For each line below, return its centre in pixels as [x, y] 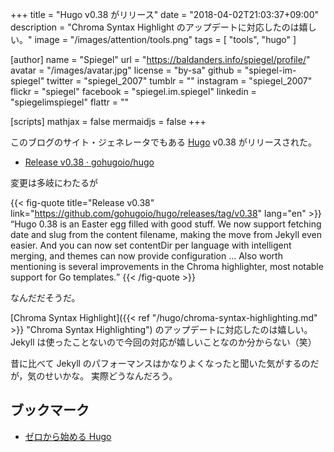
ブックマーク [50, 410]
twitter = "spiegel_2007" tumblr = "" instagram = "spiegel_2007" [179, 81]
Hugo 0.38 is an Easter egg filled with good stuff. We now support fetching [168, 224]
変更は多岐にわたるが [54, 182]
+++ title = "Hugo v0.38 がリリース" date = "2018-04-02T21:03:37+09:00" [165, 14]
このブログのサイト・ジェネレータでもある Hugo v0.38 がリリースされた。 [164, 142]
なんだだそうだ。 [45, 297]
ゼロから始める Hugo [68, 436]
